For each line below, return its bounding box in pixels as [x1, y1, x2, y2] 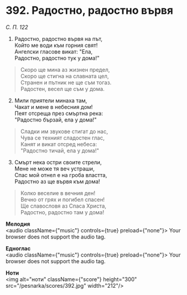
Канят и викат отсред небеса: [20, 140, 97, 147]
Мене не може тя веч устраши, [14, 165, 95, 172]
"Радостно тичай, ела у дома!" [20, 147, 100, 154]
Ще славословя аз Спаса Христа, [20, 202, 106, 210]
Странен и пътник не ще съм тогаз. [20, 79, 112, 86]
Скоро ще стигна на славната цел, [20, 72, 109, 79]
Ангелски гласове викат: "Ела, [14, 48, 93, 55]
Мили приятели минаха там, [14, 97, 88, 104]
